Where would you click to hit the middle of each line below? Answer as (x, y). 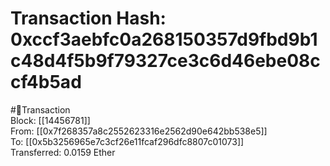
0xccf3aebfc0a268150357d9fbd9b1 (164, 39)
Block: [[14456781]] (50, 120)
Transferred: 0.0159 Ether (63, 152)
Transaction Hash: (88, 18)
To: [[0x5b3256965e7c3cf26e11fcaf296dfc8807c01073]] (127, 141)
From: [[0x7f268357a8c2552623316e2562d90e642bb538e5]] (139, 131)
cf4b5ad (46, 82)
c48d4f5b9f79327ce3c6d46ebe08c (165, 61)
